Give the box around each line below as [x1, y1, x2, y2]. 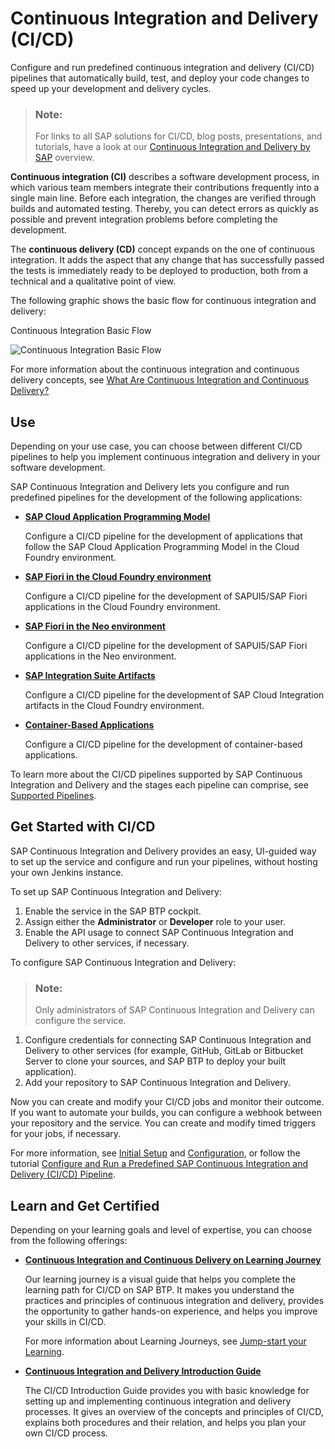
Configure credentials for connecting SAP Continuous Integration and [24, 1034, 312, 1046]
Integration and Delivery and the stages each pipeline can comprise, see [10, 779, 309, 791]
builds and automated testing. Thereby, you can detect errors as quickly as [10, 203, 319, 215]
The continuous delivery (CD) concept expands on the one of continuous [10, 243, 315, 256]
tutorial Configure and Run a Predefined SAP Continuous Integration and [10, 1158, 309, 1170]
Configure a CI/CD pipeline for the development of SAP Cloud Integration [24, 689, 325, 701]
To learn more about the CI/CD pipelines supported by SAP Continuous [10, 768, 303, 781]
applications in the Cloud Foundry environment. [24, 601, 221, 613]
